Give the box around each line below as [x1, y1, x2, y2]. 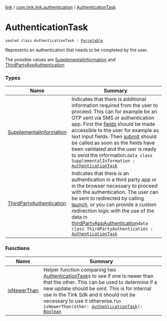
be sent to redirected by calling [71, 195, 144, 202]
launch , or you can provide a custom [71, 201, 157, 208]
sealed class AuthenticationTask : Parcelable [5, 38, 103, 43]
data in [71, 214, 88, 221]
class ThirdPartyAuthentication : [71, 226, 153, 232]
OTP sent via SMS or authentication [71, 114, 155, 121]
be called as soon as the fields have [71, 139, 155, 146]
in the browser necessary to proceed [71, 182, 158, 189]
